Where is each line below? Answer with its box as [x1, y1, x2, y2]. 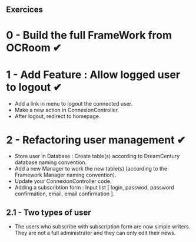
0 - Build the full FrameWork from [6, 28, 172, 42]
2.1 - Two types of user [6, 207, 91, 217]
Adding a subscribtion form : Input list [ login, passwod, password [14, 184, 175, 191]
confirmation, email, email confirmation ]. [14, 190, 115, 197]
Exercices [6, 5, 43, 15]
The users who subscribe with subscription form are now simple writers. [14, 223, 191, 230]
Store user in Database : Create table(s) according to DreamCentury [14, 153, 180, 160]
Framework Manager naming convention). [14, 171, 117, 179]
